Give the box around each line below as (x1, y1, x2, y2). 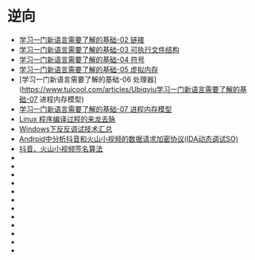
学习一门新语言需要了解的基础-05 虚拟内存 (18, 64, 159, 74)
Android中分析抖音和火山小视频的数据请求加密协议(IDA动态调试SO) (18, 134, 239, 143)
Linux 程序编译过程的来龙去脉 (18, 114, 116, 124)
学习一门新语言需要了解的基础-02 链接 (18, 35, 145, 44)
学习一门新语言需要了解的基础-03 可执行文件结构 (18, 44, 180, 54)
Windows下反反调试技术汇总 (18, 124, 113, 133)
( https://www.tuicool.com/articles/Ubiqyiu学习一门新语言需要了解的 (18, 84, 240, 94)
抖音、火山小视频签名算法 (18, 143, 103, 153)
